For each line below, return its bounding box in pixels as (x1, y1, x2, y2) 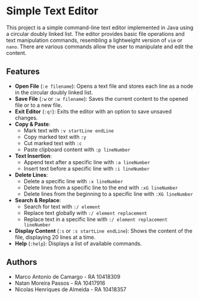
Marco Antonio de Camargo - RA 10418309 (14, 273, 121, 280)
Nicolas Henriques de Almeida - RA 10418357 (14, 285, 127, 293)
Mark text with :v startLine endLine (23, 127, 114, 134)
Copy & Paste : (14, 121, 51, 128)
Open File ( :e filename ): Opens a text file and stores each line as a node (14, 82, 194, 90)
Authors (6, 257, 38, 267)
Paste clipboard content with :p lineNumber (23, 146, 130, 153)
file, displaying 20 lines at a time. (14, 233, 96, 241)
